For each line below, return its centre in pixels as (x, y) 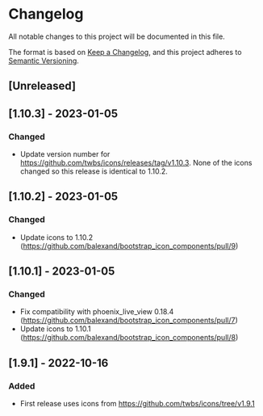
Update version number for (65, 154)
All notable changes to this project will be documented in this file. (117, 36)
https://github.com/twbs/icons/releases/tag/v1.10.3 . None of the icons (136, 163)
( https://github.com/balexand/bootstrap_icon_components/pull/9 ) (129, 246)
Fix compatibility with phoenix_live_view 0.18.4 (97, 312)
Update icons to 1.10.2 (56, 237)
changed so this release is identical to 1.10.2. (94, 171)
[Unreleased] (42, 86)
